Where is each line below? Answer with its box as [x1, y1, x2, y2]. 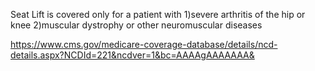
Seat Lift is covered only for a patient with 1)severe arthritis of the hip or [10, 9, 306, 20]
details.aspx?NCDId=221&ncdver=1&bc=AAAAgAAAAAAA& [10, 49, 255, 61]
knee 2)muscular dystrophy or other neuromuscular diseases [10, 19, 263, 31]
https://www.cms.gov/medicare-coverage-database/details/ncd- [10, 39, 278, 50]
